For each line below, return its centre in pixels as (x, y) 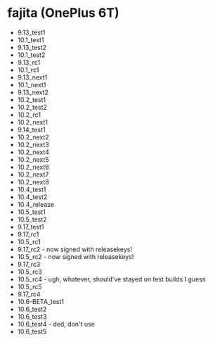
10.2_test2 (32, 107)
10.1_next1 (32, 84)
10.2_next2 (33, 137)
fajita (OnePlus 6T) (63, 13)
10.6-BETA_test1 (41, 301)
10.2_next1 (32, 122)
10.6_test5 (32, 331)
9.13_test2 (32, 47)
